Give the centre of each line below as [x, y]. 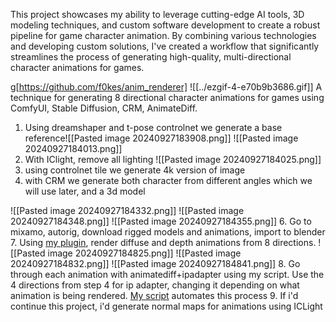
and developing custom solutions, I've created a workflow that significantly [165, 46]
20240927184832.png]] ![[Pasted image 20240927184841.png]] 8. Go [155, 263]
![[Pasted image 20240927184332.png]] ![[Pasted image [127, 210]
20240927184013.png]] [73, 148]
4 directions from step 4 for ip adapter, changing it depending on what [155, 285]
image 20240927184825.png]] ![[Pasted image [144, 253]
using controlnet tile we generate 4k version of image [135, 170]
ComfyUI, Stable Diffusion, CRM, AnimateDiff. [104, 108]
